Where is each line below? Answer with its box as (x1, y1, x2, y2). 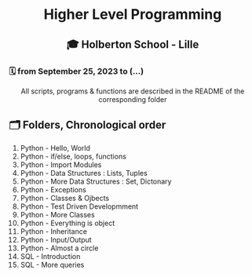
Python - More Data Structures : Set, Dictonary (20, 177, 172, 186)
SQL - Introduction (20, 251, 81, 261)
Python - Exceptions (20, 184, 87, 194)
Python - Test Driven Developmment (20, 202, 139, 211)
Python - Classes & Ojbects (20, 193, 110, 202)
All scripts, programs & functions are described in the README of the (20, 86, 245, 96)
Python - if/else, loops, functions (20, 151, 126, 161)
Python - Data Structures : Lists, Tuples (20, 168, 148, 177)
